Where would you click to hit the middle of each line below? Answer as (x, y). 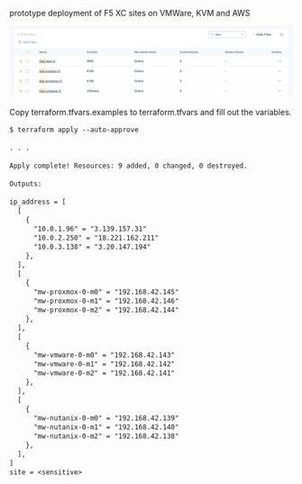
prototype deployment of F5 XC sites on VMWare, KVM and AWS (130, 13)
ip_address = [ (38, 202)
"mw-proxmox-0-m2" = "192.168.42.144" (106, 310)
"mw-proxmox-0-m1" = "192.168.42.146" (106, 301)
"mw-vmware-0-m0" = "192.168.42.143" (104, 355)
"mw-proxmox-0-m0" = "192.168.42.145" (106, 292)
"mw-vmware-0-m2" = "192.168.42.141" (104, 373)
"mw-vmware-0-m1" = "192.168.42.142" (104, 364)
